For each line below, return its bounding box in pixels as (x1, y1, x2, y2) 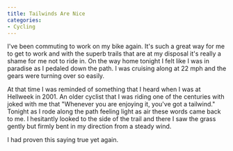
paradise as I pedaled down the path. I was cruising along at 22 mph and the (7, 64, 227, 73)
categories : (7, 17, 42, 24)
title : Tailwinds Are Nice (7, 10, 86, 17)
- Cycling (7, 23, 36, 30)
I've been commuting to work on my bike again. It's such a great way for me (7, 42, 225, 51)
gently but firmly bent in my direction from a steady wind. (7, 122, 172, 131)
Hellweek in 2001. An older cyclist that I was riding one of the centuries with (7, 93, 225, 101)
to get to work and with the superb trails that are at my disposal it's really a (7, 49, 221, 58)
